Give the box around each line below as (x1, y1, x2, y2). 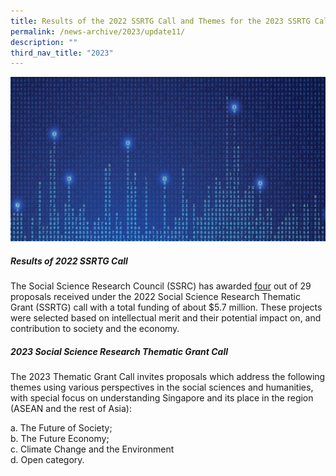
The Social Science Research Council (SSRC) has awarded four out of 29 (10, 280, 312, 292)
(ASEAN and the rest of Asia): (10, 403, 132, 415)
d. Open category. (10, 454, 85, 466)
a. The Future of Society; (10, 422, 113, 434)
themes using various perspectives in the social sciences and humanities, (10, 381, 314, 394)
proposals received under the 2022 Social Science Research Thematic (10, 291, 301, 303)
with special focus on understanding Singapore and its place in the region (10, 392, 314, 404)
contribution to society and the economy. (10, 323, 180, 335)
